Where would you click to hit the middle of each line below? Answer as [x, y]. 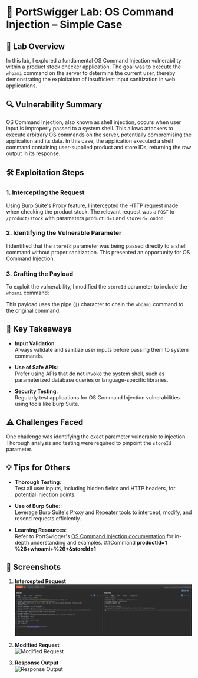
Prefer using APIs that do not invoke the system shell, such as [90, 374]
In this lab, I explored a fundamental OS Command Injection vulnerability [94, 60]
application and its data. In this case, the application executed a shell [90, 140]
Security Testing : [36, 391]
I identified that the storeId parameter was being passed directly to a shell [96, 246]
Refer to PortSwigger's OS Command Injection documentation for [94, 536]
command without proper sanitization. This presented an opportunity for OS [98, 252]
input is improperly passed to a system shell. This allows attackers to [90, 128]
